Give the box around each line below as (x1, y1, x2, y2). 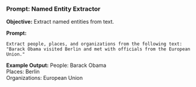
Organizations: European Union (6, 75, 83, 82)
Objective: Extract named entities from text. (6, 18, 114, 25)
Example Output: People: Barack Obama (6, 62, 107, 69)
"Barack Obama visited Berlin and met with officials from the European (6, 46, 191, 52)
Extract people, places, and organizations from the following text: (6, 41, 183, 47)
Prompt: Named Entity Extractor (6, 5, 101, 13)
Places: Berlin (6, 68, 40, 75)
